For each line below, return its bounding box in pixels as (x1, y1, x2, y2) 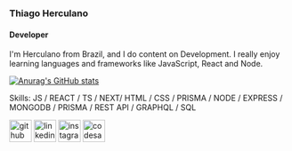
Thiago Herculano (9, 7, 89, 20)
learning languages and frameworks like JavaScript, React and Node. (9, 59, 264, 69)
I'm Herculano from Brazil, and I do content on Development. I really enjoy (9, 49, 280, 60)
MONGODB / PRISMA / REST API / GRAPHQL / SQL (9, 102, 197, 113)
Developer (9, 29, 49, 40)
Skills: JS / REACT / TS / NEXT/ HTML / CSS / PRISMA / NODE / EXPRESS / (9, 92, 283, 104)
